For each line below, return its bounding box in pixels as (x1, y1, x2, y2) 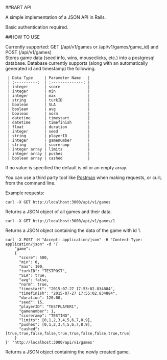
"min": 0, (18, 260, 40, 265)
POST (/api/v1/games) (5, 49, 52, 55)
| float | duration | (7, 124, 90, 130)
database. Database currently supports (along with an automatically (5, 60, 148, 66)
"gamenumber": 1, (18, 308, 56, 314)
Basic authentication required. (5, 24, 68, 30)
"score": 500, (18, 255, 50, 260)
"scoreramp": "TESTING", (18, 313, 72, 318)
